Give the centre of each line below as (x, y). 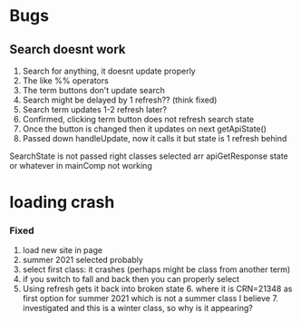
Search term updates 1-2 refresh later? (95, 109)
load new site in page (62, 250)
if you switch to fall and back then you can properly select (131, 279)
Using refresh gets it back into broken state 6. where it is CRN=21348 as (157, 289)
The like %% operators (65, 81)
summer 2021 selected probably (83, 260)
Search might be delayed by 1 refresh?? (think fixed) (120, 100)
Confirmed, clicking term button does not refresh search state (138, 119)
